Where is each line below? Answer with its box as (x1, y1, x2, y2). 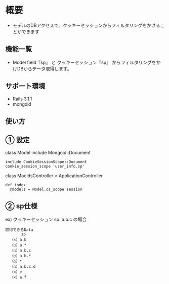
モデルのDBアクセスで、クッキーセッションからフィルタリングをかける (12, 22, 160, 28)
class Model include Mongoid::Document (5, 149, 91, 155)
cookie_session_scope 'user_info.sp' (5, 164, 85, 169)
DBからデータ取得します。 (17, 65, 72, 71)
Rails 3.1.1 (12, 96, 32, 102)
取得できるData (5, 227, 33, 232)
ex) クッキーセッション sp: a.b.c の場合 (5, 216, 87, 222)
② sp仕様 (5, 202, 38, 211)
